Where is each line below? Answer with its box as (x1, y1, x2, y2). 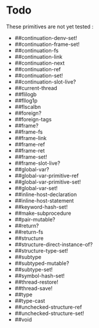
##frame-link (14, 134, 47, 141)
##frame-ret (14, 147, 45, 154)
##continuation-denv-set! (14, 34, 78, 41)
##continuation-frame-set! (14, 41, 80, 48)
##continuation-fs (14, 47, 59, 54)
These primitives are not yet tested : (6, 23, 94, 30)
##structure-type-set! (14, 247, 68, 254)
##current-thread (14, 84, 58, 91)
